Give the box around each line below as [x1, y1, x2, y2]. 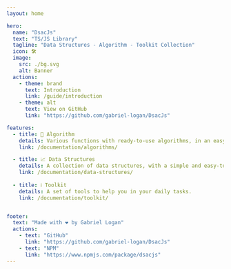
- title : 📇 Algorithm [12, 131, 75, 138]
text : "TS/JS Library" [12, 35, 78, 42]
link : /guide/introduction [24, 93, 103, 100]
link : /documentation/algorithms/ [19, 144, 118, 151]
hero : [6, 22, 22, 30]
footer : [6, 213, 29, 220]
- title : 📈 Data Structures [12, 156, 96, 163]
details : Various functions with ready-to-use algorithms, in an [19, 137, 211, 144]
